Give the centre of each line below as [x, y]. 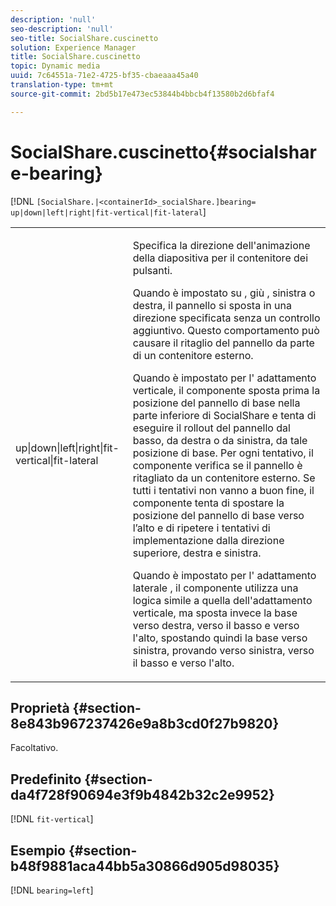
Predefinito [46, 779]
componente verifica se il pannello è [217, 465]
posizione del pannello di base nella [216, 403]
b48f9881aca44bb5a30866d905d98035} [145, 866]
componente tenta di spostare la [208, 503]
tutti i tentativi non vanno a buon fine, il [223, 490]
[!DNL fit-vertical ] [52, 819]
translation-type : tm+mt [62, 85]
